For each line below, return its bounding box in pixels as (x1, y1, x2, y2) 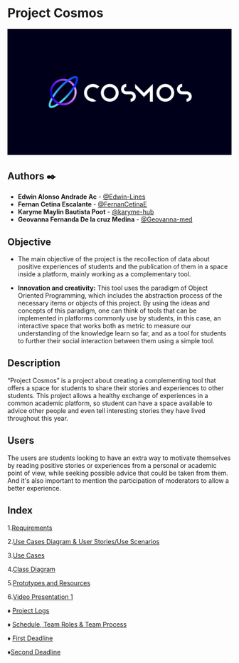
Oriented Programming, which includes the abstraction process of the (17, 291, 223, 300)
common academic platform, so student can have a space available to (7, 399, 213, 407)
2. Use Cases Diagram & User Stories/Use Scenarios (7, 537, 160, 545)
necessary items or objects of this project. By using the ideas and (17, 299, 210, 308)
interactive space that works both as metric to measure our (17, 322, 191, 330)
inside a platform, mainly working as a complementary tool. (17, 270, 191, 278)
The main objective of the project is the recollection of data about (17, 255, 210, 263)
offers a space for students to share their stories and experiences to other (7, 383, 224, 392)
